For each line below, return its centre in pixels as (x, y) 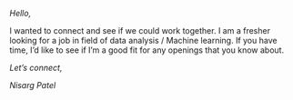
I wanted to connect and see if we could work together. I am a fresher (140, 30)
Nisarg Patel (33, 85)
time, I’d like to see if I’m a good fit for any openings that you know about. (147, 50)
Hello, (20, 13)
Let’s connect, (36, 68)
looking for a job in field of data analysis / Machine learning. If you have (143, 40)
